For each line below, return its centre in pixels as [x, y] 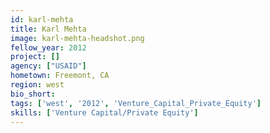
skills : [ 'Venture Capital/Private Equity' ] [104, 112]
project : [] [35, 57]
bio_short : [33, 94]
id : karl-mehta [42, 19]
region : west [37, 85]
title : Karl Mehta [48, 29]
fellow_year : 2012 [48, 47]
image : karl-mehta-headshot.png [77, 38]
